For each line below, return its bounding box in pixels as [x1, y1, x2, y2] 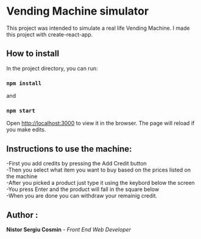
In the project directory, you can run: [6, 64, 98, 72]
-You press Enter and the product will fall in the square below [6, 185, 160, 193]
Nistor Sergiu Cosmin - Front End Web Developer [6, 226, 132, 233]
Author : [6, 210, 38, 220]
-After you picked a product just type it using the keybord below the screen [6, 179, 195, 187]
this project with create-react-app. [6, 30, 93, 38]
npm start [6, 107, 35, 114]
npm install [6, 80, 42, 86]
